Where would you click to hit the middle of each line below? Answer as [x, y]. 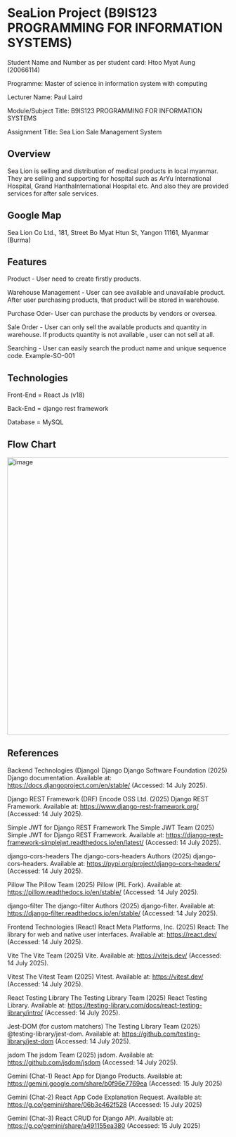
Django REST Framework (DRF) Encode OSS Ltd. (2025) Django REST [108, 799]
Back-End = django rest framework [58, 409]
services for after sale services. [53, 193]
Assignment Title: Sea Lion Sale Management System [85, 132]
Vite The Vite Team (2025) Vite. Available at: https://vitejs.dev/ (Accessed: [114, 955]
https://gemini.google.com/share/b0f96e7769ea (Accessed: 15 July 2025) [115, 1083]
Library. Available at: [37, 1005]
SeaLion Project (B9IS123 [83, 13]
